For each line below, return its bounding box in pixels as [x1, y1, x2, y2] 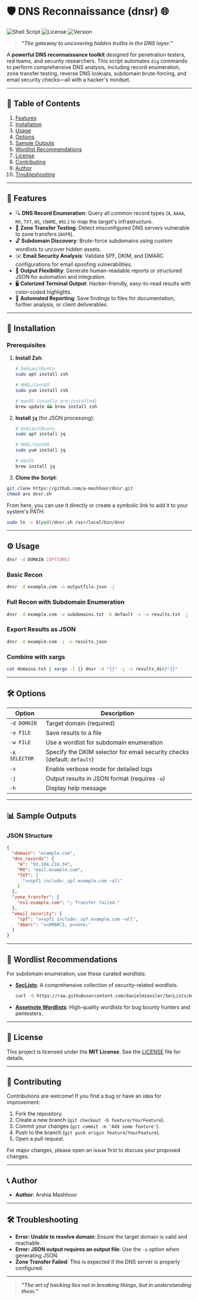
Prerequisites [6, 341, 46, 349]
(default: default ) [45, 755, 95, 763]
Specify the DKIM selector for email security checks [45, 748, 189, 756]
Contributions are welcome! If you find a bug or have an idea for [6, 1092, 162, 1100]
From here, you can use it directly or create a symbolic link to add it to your [6, 502, 189, 509]
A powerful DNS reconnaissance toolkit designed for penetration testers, [6, 51, 186, 58]
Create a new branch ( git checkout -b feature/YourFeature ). [15, 1117, 165, 1124]
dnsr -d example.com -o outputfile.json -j [6, 584, 115, 590]
